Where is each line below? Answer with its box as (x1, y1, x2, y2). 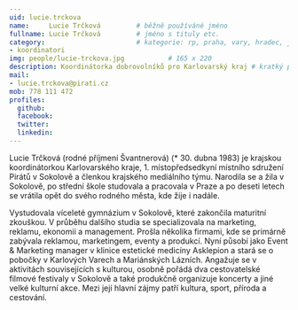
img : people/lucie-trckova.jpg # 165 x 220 (9, 54, 213, 63)
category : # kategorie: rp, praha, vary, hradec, (9, 37, 284, 47)
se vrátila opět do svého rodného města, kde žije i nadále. (9, 190, 220, 200)
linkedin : (17, 128, 53, 137)
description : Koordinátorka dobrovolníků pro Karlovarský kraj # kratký (9, 63, 284, 72)
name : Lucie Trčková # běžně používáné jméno (9, 21, 228, 30)
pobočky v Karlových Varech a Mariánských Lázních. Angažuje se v (9, 254, 257, 265)
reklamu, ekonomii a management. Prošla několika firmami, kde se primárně (9, 226, 286, 236)
